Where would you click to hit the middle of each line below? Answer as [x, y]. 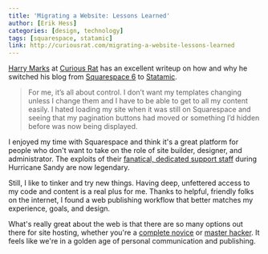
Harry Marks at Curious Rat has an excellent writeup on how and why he [128, 68]
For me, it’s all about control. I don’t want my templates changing [135, 92]
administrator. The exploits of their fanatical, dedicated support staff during [133, 159]
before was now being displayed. [83, 127]
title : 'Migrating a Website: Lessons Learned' [89, 16]
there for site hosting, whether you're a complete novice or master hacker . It [134, 232]
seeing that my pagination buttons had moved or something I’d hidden [144, 118]
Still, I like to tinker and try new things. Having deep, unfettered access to [129, 183]
